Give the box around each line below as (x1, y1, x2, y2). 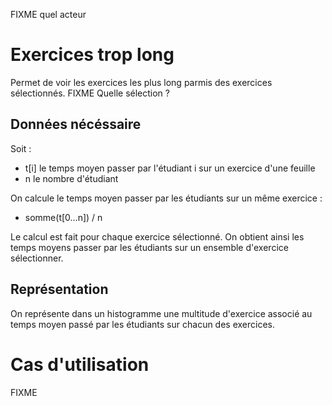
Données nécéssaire (10, 116, 142, 133)
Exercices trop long (10, 44, 175, 66)
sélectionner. (10, 252, 64, 264)
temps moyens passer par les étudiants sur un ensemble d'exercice (10, 241, 289, 253)
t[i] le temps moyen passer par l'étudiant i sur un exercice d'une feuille (24, 162, 316, 174)
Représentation (10, 281, 109, 298)
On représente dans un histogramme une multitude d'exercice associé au (10, 307, 313, 319)
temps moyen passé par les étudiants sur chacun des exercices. (10, 318, 276, 330)
